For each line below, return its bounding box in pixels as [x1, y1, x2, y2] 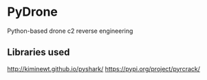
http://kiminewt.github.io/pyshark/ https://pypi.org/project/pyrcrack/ [7, 64, 201, 72]
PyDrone [7, 4, 58, 20]
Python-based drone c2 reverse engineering [7, 27, 133, 35]
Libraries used [7, 46, 70, 58]
